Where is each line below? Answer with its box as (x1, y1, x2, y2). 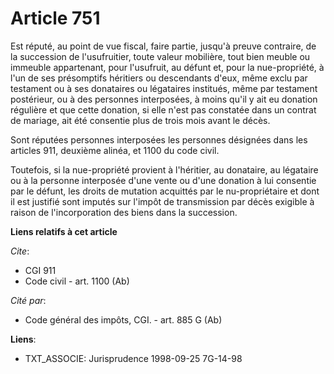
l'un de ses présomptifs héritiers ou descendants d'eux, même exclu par (10, 72, 308, 84)
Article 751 (10, 7, 101, 30)
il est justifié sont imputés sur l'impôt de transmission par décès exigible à (10, 195, 315, 207)
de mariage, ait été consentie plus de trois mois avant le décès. (10, 114, 271, 126)
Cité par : (10, 294, 47, 306)
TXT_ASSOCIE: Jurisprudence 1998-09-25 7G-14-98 (24, 352, 243, 364)
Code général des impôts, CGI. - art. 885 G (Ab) (24, 313, 223, 326)
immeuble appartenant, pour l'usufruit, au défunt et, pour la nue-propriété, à (10, 61, 325, 73)
